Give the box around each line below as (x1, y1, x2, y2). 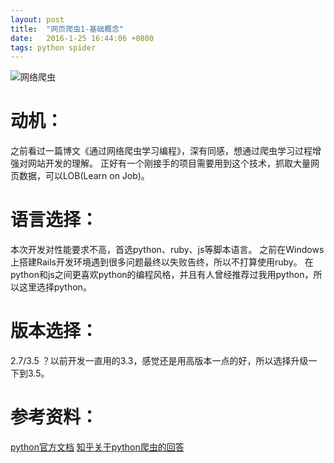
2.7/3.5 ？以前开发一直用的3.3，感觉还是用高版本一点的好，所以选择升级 (10, 355, 309, 367)
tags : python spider (10, 42, 97, 53)
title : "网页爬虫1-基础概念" (10, 24, 125, 34)
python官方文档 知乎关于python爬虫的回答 (10, 441, 185, 453)
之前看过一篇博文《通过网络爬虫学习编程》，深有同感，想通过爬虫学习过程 (10, 145, 313, 157)
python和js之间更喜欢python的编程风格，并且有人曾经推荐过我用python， (10, 269, 314, 281)
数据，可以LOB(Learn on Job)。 (18, 170, 150, 182)
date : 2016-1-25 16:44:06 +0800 (10, 33, 155, 43)
